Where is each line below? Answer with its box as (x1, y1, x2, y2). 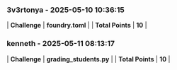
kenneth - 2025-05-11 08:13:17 (6, 39, 115, 49)
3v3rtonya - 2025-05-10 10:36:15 (6, 5, 125, 15)
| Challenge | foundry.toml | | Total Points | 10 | (6, 21, 147, 30)
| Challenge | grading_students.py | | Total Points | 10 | (6, 54, 171, 63)
